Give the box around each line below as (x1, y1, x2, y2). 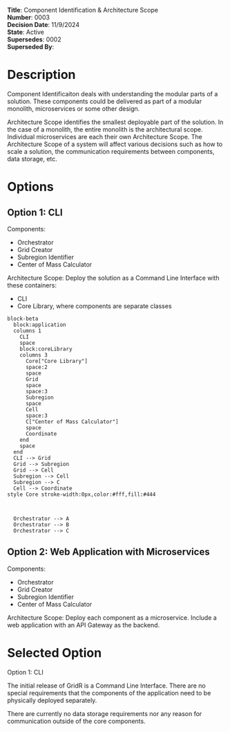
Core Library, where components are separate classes (17, 301, 172, 310)
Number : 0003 (7, 13, 50, 21)
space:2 (25, 364, 48, 371)
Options (7, 179, 54, 195)
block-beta (7, 315, 39, 322)
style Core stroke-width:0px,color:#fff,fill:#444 (7, 491, 156, 498)
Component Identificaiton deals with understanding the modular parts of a (7, 89, 218, 98)
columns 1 (13, 327, 41, 334)
